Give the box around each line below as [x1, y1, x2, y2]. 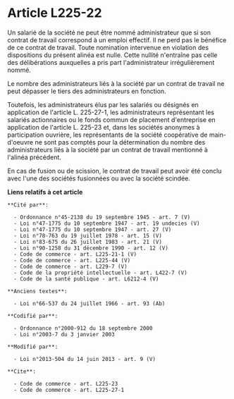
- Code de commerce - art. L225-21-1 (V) [13, 250, 137, 258]
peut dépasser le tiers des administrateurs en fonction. [7, 87, 167, 95]
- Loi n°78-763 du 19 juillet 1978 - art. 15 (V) [13, 232, 162, 239]
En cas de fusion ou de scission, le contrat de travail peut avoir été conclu [7, 166, 222, 175]
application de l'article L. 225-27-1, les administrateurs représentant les [7, 108, 215, 116]
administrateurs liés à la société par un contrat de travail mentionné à [7, 145, 208, 154]
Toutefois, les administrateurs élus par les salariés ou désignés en [7, 100, 199, 109]
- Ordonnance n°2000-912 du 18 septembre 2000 [13, 324, 153, 332]
